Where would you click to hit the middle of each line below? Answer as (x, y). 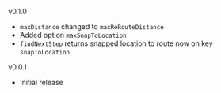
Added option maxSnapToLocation (73, 35)
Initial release (41, 82)
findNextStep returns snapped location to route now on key (116, 43)
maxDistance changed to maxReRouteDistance (91, 26)
